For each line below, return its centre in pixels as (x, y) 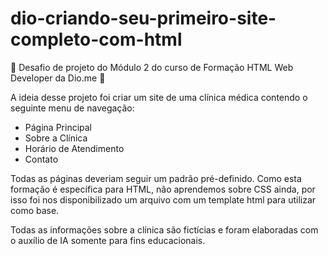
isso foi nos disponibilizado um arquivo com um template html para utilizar (163, 199)
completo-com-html (96, 39)
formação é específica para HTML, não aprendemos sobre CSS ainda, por (163, 189)
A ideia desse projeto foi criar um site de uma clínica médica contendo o (159, 97)
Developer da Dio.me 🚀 (58, 78)
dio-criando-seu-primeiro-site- (143, 18)
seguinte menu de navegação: (72, 108)
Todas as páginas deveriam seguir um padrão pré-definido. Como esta (156, 178)
